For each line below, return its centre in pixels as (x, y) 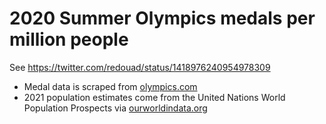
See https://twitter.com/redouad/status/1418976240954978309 (140, 67)
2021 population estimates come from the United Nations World (154, 97)
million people (69, 39)
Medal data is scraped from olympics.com (110, 86)
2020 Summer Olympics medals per (162, 18)
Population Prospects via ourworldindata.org (115, 108)
